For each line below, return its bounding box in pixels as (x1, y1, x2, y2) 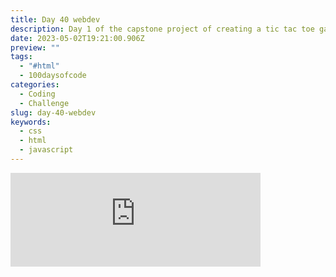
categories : (10, 80, 60, 90)
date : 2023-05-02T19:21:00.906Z (10, 33, 145, 43)
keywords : (10, 117, 52, 127)
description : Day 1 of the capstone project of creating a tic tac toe (10, 24, 315, 34)
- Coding (19, 89, 56, 99)
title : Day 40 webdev (10, 14, 101, 25)
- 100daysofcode (19, 71, 87, 81)
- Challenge (19, 98, 70, 108)
